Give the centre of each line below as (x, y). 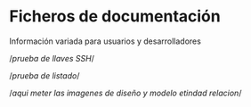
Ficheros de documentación (115, 16)
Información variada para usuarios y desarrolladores (105, 41)
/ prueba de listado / (45, 75)
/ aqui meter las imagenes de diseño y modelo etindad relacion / (125, 93)
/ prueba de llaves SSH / (52, 58)
